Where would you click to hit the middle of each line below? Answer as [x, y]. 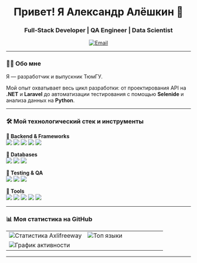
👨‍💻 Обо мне [24, 64]
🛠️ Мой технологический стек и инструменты [75, 121]
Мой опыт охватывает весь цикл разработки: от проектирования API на [96, 88]
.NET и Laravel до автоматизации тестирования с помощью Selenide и [95, 94]
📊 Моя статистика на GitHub [49, 219]
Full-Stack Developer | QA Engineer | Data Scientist [98, 30]
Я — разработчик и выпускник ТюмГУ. [55, 76]
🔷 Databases [22, 155]
